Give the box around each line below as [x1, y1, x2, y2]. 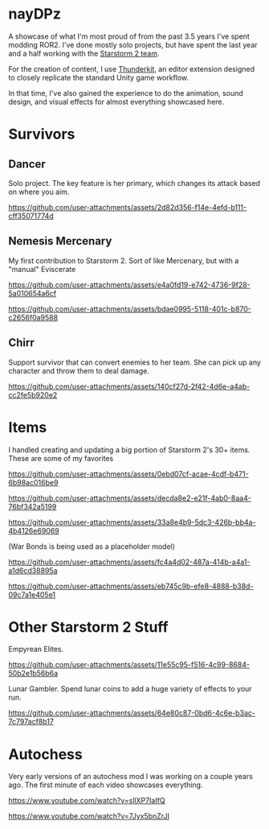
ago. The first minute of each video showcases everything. [8, 780, 203, 790]
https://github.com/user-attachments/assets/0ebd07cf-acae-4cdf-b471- [8, 468, 249, 479]
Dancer [8, 157, 46, 171]
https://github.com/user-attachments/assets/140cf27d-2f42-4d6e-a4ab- [8, 382, 251, 391]
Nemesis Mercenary [8, 234, 112, 248]
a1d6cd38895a [8, 565, 58, 575]
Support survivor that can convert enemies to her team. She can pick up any [8, 357, 261, 367]
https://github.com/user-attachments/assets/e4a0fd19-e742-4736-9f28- [8, 279, 251, 290]
